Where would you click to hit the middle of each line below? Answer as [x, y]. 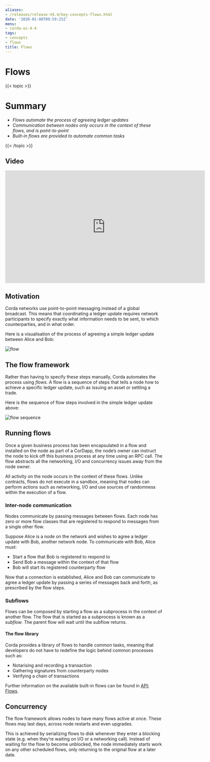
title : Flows [19, 47]
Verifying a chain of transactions [46, 676]
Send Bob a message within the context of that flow [65, 562]
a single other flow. [25, 527]
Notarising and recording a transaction [52, 665]
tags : [11, 33]
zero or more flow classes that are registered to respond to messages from [82, 522]
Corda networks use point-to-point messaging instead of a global [72, 308]
